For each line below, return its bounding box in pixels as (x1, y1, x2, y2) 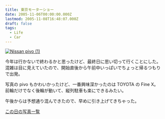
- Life (9, 30, 23, 35)
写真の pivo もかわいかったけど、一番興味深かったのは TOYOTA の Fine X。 (5, 81, 159, 87)
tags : (5, 26, 16, 31)
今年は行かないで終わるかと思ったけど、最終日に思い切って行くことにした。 (5, 58, 161, 64)
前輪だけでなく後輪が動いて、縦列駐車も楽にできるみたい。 (5, 87, 126, 93)
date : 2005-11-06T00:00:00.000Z (5, 12, 72, 17)
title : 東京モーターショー (5, 7, 54, 12)
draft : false (5, 21, 32, 26)
